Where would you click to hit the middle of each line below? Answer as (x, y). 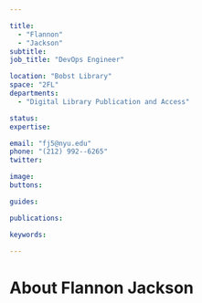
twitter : (26, 161)
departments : (34, 93)
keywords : (28, 235)
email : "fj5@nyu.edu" (51, 143)
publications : (37, 218)
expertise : (30, 127)
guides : (24, 202)
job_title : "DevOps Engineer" (67, 60)
